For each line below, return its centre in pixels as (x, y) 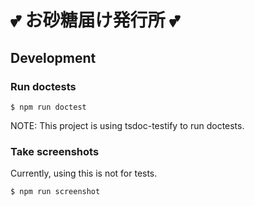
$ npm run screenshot (55, 192)
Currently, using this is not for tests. (84, 173)
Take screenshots (55, 151)
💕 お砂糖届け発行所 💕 (95, 20)
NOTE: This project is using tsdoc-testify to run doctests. (127, 125)
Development (53, 57)
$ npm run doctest (48, 107)
